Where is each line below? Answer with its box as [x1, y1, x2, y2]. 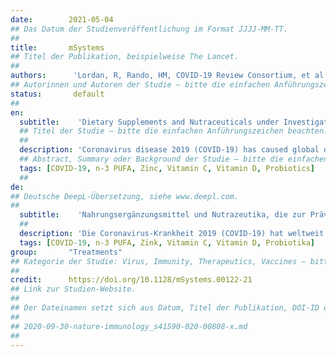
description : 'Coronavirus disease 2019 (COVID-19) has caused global [19, 145, 320, 155]
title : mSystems [10, 42, 105, 53]
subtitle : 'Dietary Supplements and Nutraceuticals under [19, 117, 280, 127]
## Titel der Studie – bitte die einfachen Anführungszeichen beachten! [19, 126, 329, 136]
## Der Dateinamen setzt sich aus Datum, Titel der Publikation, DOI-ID [10, 303, 320, 313]
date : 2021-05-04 [10, 14, 114, 25]
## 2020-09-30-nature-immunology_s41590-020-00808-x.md [10, 321, 248, 331]
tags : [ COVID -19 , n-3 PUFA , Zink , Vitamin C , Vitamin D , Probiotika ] [19, 237, 315, 248]
